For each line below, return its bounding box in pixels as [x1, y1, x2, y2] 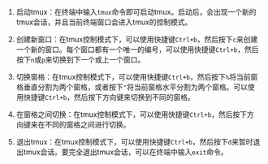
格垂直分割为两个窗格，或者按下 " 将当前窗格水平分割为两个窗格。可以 [15, 82, 248, 92]
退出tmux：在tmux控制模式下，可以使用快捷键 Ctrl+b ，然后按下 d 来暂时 [15, 137, 253, 146]
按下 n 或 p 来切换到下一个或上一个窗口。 [15, 55, 145, 64]
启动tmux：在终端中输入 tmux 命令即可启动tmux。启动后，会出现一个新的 [15, 7, 257, 16]
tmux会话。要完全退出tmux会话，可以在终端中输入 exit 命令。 [23, 147, 228, 157]
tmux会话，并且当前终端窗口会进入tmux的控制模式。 [15, 17, 192, 27]
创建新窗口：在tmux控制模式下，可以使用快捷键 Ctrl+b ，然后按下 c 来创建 [15, 35, 258, 44]
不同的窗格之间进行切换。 [44, 120, 131, 129]
